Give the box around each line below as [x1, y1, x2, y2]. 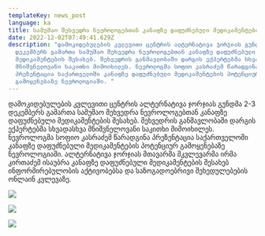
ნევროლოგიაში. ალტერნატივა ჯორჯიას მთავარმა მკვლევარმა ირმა [8, 149, 237, 158]
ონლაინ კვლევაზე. [8, 174, 72, 183]
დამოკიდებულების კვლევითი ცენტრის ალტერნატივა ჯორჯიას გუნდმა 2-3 [8, 99, 256, 109]
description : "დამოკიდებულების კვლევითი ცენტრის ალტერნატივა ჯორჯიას [8, 41, 242, 49]
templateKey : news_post [8, 11, 87, 20]
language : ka [8, 19, 51, 27]
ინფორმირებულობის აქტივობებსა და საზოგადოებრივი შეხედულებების [8, 166, 248, 175]
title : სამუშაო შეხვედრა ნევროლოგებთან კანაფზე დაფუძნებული [8, 26, 211, 34]
